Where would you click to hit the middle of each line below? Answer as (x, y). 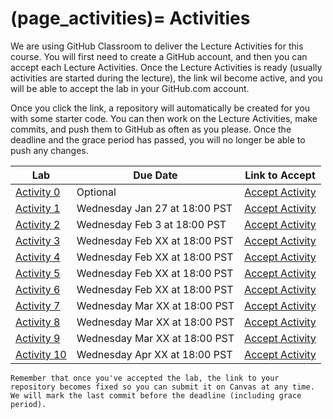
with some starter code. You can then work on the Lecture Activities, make (164, 118)
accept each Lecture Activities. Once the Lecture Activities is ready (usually (166, 67)
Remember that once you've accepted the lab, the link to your (145, 378)
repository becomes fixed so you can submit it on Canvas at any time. (162, 387)
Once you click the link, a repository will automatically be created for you (160, 108)
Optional (96, 192)
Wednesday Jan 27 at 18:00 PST (154, 208)
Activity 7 (38, 305)
